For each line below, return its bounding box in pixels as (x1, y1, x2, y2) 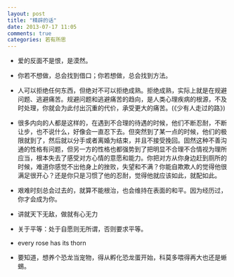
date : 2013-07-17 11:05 (7, 23, 77, 30)
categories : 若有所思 (7, 36, 67, 43)
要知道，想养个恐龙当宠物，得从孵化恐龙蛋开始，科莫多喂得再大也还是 (17, 253, 221, 262)
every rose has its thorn (17, 239, 86, 248)
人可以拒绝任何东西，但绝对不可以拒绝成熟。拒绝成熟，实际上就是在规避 (17, 86, 227, 95)
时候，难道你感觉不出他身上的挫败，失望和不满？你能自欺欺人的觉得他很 (17, 163, 227, 171)
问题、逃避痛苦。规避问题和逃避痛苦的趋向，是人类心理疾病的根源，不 (17, 95, 221, 104)
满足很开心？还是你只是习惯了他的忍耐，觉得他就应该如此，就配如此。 (17, 171, 221, 180)
